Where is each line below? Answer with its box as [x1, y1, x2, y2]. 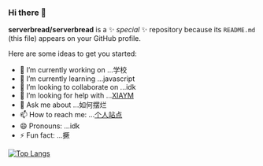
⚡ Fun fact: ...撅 [19, 131, 70, 140]
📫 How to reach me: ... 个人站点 [19, 110, 123, 120]
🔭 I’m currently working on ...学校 [19, 65, 128, 75]
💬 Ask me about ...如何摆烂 [19, 100, 107, 109]
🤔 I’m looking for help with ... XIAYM [19, 90, 134, 101]
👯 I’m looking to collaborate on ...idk [19, 83, 136, 92]
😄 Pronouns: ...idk [19, 121, 80, 131]
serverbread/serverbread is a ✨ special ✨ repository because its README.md [8, 25, 256, 35]
